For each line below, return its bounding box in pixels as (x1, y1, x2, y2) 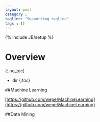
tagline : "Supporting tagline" (5, 16, 69, 21)
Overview (5, 52, 46, 63)
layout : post (5, 7, 32, 12)
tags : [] (5, 21, 25, 26)
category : (5, 12, 27, 17)
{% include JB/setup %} (5, 34, 54, 40)
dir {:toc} (12, 77, 30, 84)
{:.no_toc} (5, 68, 25, 74)
